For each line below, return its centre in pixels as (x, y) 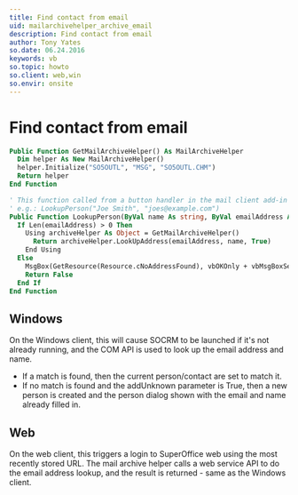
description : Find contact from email (81, 34)
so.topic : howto (39, 68)
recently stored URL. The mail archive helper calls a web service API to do (145, 464)
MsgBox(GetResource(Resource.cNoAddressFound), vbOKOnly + (137, 266)
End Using (43, 250)
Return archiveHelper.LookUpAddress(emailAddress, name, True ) (152, 242)
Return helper (43, 176)
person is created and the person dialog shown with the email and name (154, 395)
